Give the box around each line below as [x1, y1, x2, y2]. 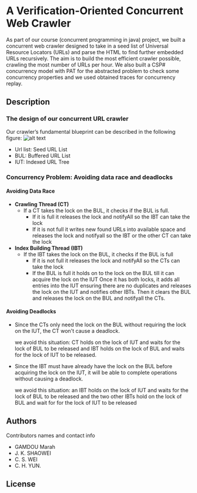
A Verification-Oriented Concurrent [6, 4, 183, 18]
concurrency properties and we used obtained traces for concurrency [6, 74, 176, 81]
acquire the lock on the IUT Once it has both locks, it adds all [32, 276, 180, 283]
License [6, 479, 36, 489]
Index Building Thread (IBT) [14, 244, 84, 252]
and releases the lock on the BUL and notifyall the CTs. [32, 295, 166, 302]
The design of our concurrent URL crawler [6, 115, 129, 123]
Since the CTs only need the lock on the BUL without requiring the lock [14, 321, 186, 328]
